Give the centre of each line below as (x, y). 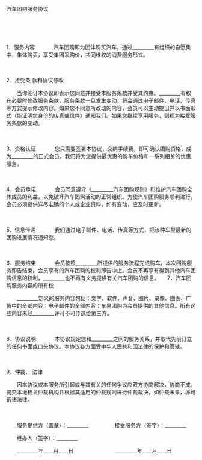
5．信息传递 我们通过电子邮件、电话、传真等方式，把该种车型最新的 (99, 230)
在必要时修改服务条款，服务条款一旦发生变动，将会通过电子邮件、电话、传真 (101, 100)
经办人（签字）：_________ (47, 438)
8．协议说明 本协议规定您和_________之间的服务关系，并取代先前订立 (99, 339)
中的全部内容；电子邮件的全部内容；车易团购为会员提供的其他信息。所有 (101, 306)
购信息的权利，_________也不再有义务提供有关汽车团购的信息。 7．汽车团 (99, 278)
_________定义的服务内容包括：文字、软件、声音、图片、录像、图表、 (101, 298)
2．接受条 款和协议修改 (35, 80)
